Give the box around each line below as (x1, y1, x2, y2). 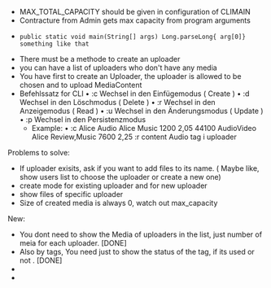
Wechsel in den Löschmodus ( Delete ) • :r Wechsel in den (19, 98, 216, 107)
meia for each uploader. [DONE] (19, 238, 127, 247)
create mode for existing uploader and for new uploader (19, 181, 208, 190)
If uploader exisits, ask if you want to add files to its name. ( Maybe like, (19, 164, 260, 173)
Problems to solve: (7, 148, 70, 157)
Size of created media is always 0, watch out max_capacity (19, 199, 218, 207)
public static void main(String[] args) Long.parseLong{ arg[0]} (19, 33, 246, 41)
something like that (19, 40, 90, 48)
